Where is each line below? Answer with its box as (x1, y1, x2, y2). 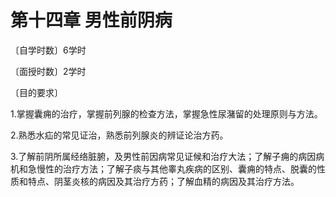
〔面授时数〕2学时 (10, 65, 87, 77)
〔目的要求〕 (10, 86, 63, 98)
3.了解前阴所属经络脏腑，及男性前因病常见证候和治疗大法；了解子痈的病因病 (10, 150, 325, 162)
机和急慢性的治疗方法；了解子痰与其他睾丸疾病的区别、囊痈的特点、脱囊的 (10, 162, 317, 175)
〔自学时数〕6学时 (10, 44, 87, 56)
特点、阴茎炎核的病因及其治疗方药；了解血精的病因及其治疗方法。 (27, 175, 300, 187)
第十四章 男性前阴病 (10, 9, 173, 32)
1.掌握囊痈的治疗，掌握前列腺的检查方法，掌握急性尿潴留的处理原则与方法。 (10, 107, 323, 120)
